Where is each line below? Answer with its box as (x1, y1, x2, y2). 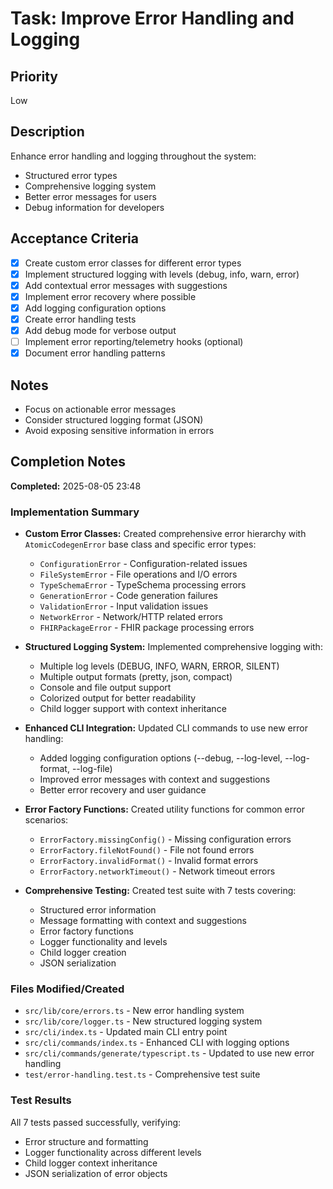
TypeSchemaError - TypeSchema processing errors (39, 579, 247, 591)
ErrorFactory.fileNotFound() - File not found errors (39, 844, 255, 856)
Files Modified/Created (10, 982, 125, 996)
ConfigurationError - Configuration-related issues (39, 558, 248, 570)
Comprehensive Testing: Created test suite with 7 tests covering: (24, 885, 297, 897)
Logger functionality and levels (39, 936, 168, 948)
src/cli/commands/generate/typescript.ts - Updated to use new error (24, 1047, 315, 1059)
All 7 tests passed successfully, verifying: (10, 1116, 182, 1128)
